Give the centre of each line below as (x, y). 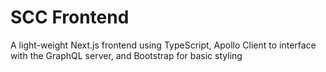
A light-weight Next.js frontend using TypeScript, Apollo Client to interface (163, 45)
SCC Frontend (70, 17)
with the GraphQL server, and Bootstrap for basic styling (126, 55)
